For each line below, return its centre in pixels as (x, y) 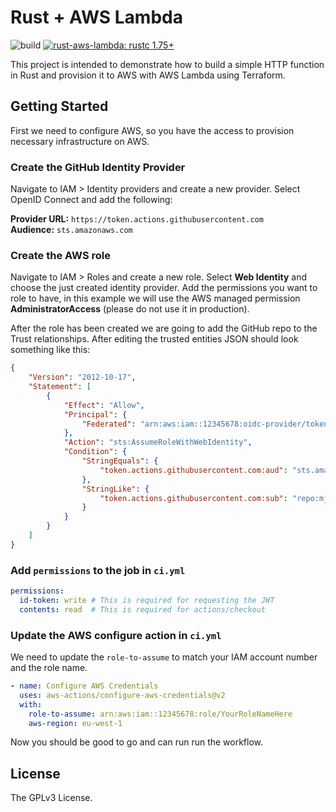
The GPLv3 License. (51, 798)
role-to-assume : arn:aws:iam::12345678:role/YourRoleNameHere (160, 714)
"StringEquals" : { (120, 461)
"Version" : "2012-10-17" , (82, 377)
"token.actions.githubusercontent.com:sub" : (193, 498)
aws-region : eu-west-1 (75, 723)
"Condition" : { (95, 452)
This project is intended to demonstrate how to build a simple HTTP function (167, 64)
